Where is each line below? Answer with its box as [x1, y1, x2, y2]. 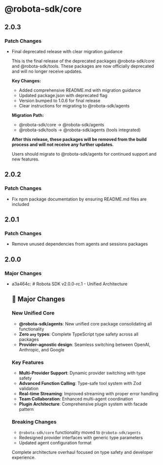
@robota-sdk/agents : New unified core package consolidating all [19, 321, 152, 326]
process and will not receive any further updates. [11, 142, 114, 147]
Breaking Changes [11, 418, 57, 425]
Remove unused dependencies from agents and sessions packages [11, 241, 148, 247]
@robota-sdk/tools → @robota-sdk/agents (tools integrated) [19, 127, 141, 133]
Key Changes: [11, 78, 41, 83]
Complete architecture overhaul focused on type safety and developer [11, 449, 153, 455]
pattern [19, 406, 34, 412]
